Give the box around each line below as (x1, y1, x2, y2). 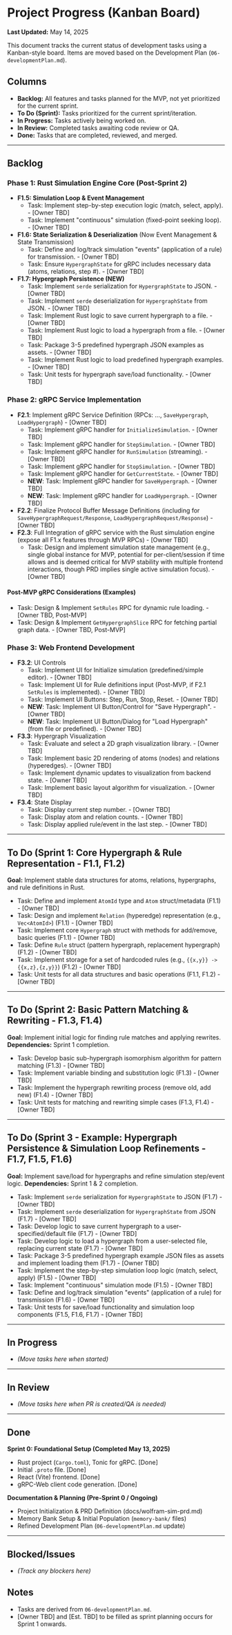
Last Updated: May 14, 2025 (7, 28, 88, 36)
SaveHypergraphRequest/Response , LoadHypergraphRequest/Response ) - (17, 513, 213, 521)
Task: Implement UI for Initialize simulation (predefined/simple (27, 666, 204, 674)
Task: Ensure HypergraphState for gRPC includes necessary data (27, 260, 211, 268)
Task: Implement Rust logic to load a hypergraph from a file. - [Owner (27, 326, 225, 335)
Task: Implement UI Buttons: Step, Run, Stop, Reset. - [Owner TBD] (27, 695, 219, 703)
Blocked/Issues (7, 1548, 76, 1560)
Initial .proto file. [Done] (17, 1466, 86, 1474)
